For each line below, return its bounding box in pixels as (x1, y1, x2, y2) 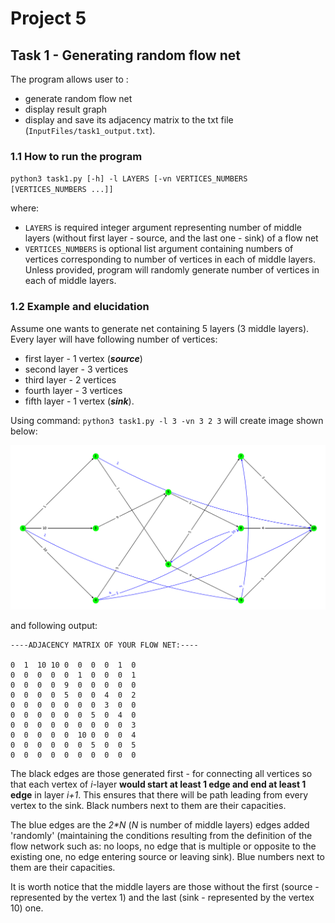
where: (10, 202, 40, 214)
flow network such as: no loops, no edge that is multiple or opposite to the (10, 840, 317, 852)
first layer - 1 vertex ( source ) (24, 352, 143, 364)
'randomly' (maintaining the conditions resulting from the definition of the (10, 829, 313, 841)
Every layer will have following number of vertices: (10, 333, 218, 345)
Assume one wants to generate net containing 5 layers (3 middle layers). (10, 322, 310, 334)
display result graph (24, 103, 108, 115)
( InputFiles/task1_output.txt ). (24, 125, 156, 136)
